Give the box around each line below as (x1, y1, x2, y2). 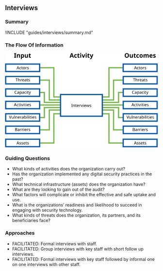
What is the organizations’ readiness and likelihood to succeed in (12, 202, 142, 208)
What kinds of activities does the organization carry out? (12, 166, 125, 172)
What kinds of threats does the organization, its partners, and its (12, 212, 141, 218)
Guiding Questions (5, 155, 50, 162)
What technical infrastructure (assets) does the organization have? (12, 182, 146, 187)
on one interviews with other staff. (12, 261, 81, 267)
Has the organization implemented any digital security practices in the (12, 171, 152, 177)
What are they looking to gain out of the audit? (12, 186, 105, 192)
